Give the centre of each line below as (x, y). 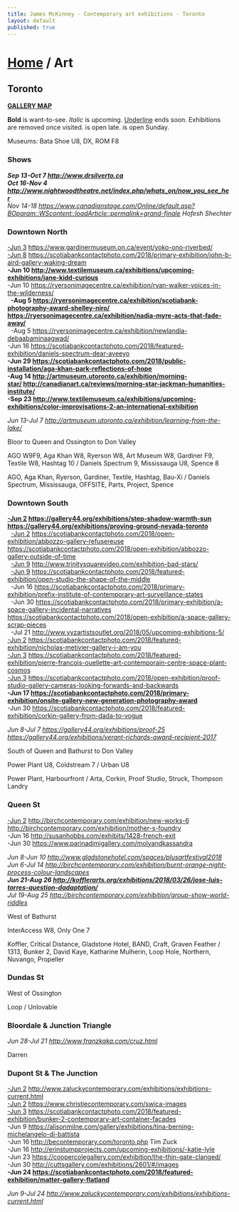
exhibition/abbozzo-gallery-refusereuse (66, 541)
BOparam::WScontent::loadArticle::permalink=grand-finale (94, 213)
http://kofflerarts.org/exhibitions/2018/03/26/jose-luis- (138, 879)
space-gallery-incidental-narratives (59, 610)
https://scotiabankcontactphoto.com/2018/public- (109, 360)
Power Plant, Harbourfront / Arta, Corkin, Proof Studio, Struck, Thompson (115, 779)
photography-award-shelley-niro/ (59, 308)
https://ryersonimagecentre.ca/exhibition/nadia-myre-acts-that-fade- (115, 315)
